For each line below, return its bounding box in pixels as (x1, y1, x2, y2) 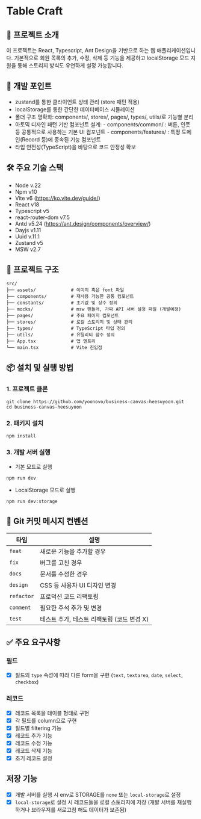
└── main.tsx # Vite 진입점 (6, 345, 102, 351)
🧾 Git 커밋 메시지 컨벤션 (6, 516, 88, 527)
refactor (9, 593, 34, 599)
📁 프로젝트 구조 (6, 265, 59, 275)
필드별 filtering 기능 (14, 724, 62, 732)
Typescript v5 (14, 207, 50, 214)
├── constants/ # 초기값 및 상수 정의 (6, 300, 118, 306)
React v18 (14, 200, 40, 208)
